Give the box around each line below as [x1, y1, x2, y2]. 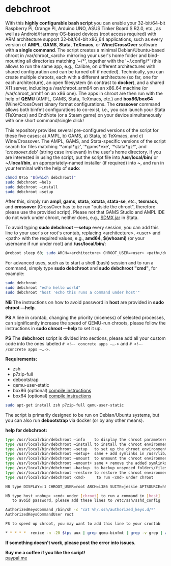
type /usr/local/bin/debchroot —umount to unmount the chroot [5, 456, 142, 461]
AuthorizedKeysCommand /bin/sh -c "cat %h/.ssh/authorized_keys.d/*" [5, 507, 156, 513]
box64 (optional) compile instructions [12, 393, 92, 399]
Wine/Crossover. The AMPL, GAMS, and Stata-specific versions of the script [5, 138, 166, 144]
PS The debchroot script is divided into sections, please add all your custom [5, 335, 166, 341]
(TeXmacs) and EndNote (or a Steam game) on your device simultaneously [5, 112, 162, 118]
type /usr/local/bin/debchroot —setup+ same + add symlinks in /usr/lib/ [5, 451, 167, 456]
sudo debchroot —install [5, 184, 58, 190]
